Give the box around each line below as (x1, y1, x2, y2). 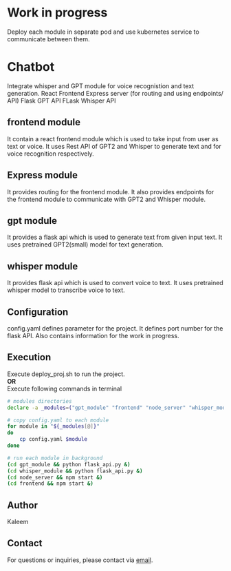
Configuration (7, 306, 69, 318)
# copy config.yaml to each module (7, 417, 109, 424)
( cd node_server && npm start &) (7, 474, 103, 481)
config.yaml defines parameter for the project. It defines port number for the (7, 324, 223, 332)
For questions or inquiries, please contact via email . (7, 556, 153, 564)
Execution (7, 351, 52, 363)
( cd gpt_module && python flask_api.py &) (7, 461, 131, 468)
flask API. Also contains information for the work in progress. (7, 331, 179, 340)
